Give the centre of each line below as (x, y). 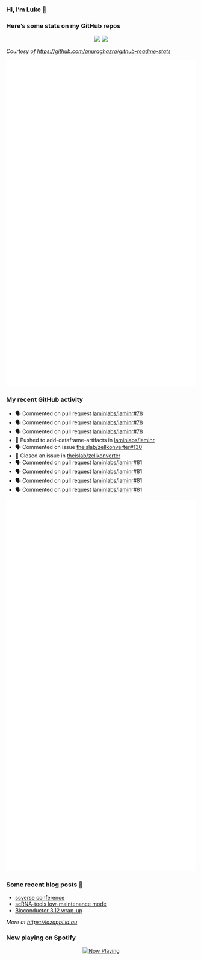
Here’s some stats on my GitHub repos (63, 25)
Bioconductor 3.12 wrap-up (49, 910)
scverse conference (40, 897)
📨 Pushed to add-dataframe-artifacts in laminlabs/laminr (85, 440)
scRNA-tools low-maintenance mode (61, 904)
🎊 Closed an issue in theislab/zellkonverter (68, 456)
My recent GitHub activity (45, 399)
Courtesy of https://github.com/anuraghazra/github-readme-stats (88, 51)
